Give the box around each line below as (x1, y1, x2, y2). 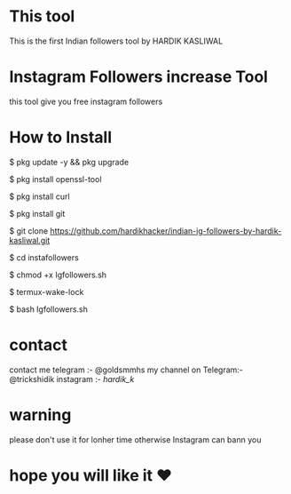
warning (9, 404, 72, 425)
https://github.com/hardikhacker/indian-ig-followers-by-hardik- (50, 225, 282, 236)
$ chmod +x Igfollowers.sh (9, 269, 107, 280)
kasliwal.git (9, 235, 51, 245)
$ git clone (9, 225, 49, 236)
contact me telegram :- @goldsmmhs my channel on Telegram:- (9, 364, 244, 375)
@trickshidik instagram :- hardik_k (9, 373, 135, 384)
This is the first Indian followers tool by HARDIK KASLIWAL (9, 36, 224, 46)
